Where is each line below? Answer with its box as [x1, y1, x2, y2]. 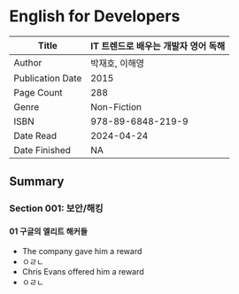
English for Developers [9, 6, 181, 27]
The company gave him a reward [21, 246, 143, 257]
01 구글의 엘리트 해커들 [9, 226, 89, 236]
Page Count [13, 86, 64, 98]
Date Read [13, 129, 58, 142]
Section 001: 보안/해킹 [9, 202, 104, 214]
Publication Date [13, 72, 82, 84]
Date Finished [13, 143, 71, 156]
